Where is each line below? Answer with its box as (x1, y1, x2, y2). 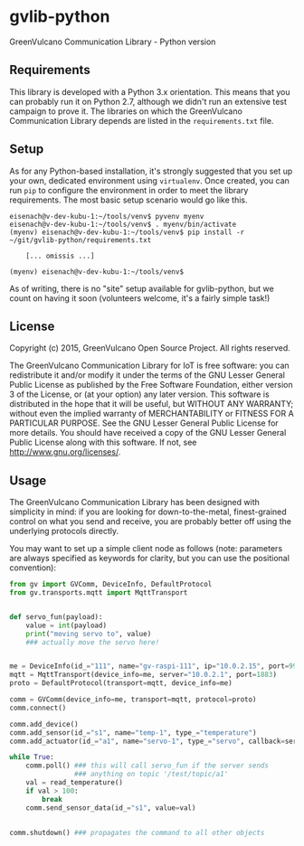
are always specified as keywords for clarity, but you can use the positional (9, 553, 290, 564)
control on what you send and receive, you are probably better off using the (9, 516, 292, 527)
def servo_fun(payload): (9, 612, 103, 621)
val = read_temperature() (25, 778, 124, 787)
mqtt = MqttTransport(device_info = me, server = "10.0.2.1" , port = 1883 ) (9, 671, 278, 680)
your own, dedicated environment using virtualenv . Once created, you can (9, 174, 290, 186)
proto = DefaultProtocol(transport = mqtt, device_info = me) (9, 679, 233, 688)
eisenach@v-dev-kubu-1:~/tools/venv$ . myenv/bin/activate (9, 220, 237, 229)
